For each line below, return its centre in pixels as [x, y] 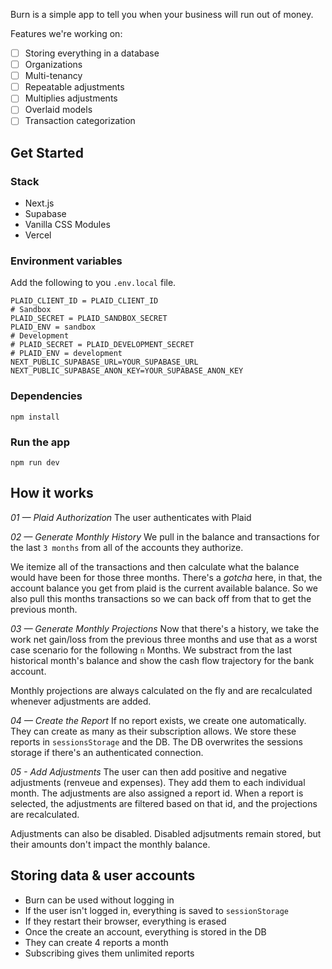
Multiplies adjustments [71, 98]
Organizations [53, 65]
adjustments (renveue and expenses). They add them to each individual [158, 782]
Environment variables [66, 261]
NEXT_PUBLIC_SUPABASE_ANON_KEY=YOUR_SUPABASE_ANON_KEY [127, 371]
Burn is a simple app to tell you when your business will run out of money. [162, 14]
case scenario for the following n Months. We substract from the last [151, 650]
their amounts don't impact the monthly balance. [110, 844]
